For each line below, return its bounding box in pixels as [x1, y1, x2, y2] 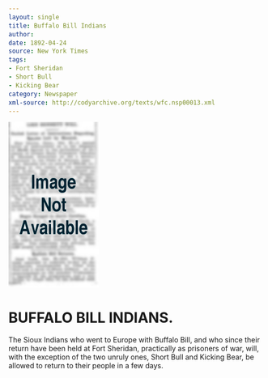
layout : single [8, 13, 60, 21]
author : [8, 30, 35, 38]
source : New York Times [8, 47, 89, 56]
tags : [8, 56, 27, 64]
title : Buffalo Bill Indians [8, 21, 107, 30]
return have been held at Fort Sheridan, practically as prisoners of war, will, [8, 344, 259, 354]
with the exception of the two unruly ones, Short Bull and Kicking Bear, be [8, 352, 255, 362]
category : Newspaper [8, 90, 79, 98]
